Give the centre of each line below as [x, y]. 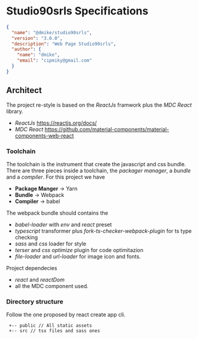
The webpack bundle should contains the [57, 213]
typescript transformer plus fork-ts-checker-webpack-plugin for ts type [103, 231]
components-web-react [44, 136]
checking [26, 237]
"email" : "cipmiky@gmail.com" [55, 61]
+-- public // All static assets [51, 326]
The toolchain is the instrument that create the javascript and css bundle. [96, 164]
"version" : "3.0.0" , [37, 38]
